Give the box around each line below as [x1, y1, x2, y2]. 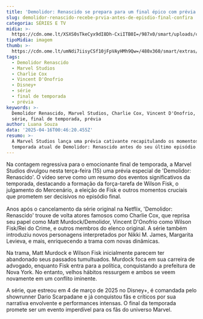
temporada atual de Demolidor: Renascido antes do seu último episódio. [11, 143, 199, 150]
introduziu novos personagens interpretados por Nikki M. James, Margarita [6, 231, 193, 238]
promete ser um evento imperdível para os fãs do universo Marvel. [6, 306, 172, 313]
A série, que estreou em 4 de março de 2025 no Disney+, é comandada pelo [6, 286, 197, 294]
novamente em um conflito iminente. [6, 275, 97, 282]
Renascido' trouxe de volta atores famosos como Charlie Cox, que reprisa [6, 211, 190, 219]
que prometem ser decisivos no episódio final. [6, 192, 122, 200]
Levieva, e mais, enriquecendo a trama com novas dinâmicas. [6, 237, 160, 245]
